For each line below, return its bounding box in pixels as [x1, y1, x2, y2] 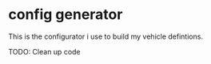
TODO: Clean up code [8, 47, 82, 56]
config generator [8, 6, 123, 24]
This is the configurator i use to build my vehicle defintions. [8, 32, 204, 41]
